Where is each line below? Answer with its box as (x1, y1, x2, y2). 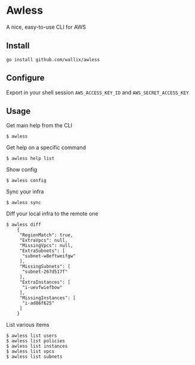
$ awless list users (6, 333, 58, 339)
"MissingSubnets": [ (19, 264, 70, 270)
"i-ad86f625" (21, 300, 55, 306)
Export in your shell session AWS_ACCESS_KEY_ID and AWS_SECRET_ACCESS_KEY (6, 89, 189, 96)
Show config (6, 166, 38, 174)
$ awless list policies (6, 338, 66, 344)
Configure (6, 73, 45, 83)
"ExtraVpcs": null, (19, 238, 68, 244)
